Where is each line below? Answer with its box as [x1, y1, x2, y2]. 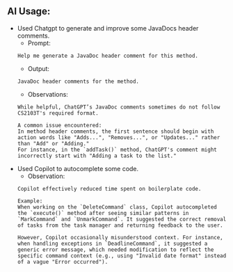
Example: [17, 198, 43, 205]
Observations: [27, 90, 68, 98]
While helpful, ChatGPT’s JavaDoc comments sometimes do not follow [17, 104, 220, 111]
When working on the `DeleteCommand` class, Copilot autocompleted [17, 203, 217, 211]
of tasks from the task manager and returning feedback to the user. [17, 222, 224, 229]
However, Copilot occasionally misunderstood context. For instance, [17, 234, 224, 241]
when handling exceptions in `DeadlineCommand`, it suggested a [17, 240, 208, 247]
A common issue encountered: [17, 122, 102, 129]
